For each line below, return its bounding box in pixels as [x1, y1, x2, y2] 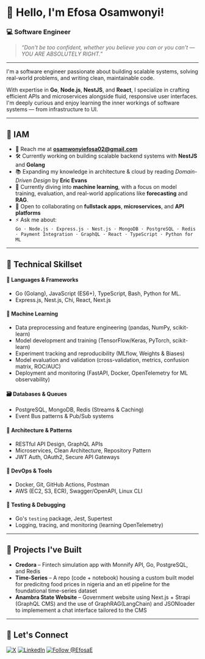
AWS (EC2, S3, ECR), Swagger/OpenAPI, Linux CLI [15, 487, 143, 495]
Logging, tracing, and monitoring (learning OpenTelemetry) [15, 521, 164, 528]
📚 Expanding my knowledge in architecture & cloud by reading [15, 168, 174, 175]
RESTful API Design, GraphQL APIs [15, 440, 103, 447]
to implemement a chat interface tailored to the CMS [15, 606, 148, 614]
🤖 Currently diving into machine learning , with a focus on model [15, 183, 177, 191]
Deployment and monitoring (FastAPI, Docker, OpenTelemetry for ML [15, 369, 188, 377]
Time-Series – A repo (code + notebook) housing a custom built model [15, 574, 194, 581]
